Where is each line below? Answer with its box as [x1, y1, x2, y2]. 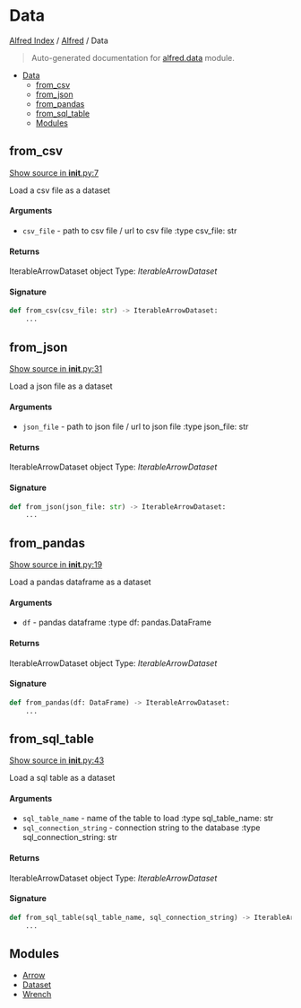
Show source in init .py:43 [9, 755, 105, 766]
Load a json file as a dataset [9, 381, 114, 391]
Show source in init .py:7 [9, 167, 99, 178]
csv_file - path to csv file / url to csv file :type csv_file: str [21, 225, 237, 236]
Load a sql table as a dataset [9, 773, 116, 784]
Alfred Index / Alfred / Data [9, 35, 109, 46]
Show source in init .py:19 [9, 559, 103, 570]
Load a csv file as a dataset [9, 185, 110, 196]
